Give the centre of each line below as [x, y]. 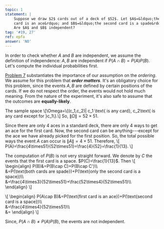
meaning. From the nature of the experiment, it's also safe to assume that [79, 96]
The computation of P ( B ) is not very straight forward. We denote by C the [79, 156]
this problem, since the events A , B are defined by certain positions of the [79, 86]
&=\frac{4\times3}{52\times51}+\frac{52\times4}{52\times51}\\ [68, 182]
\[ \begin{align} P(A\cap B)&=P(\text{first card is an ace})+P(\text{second [79, 196]
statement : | [18, 14]
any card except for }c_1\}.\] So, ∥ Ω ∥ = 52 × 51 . [52, 116]
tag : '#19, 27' [20, 32]
